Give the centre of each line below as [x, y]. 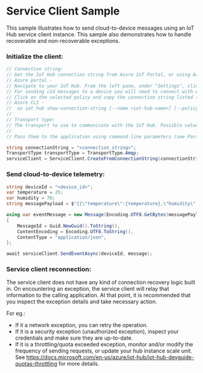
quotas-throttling [36, 364]
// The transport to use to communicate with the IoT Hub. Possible [94, 125]
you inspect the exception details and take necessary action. [82, 302]
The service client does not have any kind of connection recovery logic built [101, 282]
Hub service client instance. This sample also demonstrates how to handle [99, 34]
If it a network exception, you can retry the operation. [81, 325]
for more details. [79, 364]
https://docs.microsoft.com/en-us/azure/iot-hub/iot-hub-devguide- [110, 357]
